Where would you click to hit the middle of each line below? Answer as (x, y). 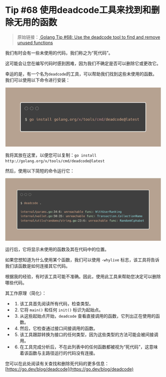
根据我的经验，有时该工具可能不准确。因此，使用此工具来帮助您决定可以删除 (83, 277)
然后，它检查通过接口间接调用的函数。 (59, 329)
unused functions (35, 42)
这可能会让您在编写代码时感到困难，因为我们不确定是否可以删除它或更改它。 (83, 63)
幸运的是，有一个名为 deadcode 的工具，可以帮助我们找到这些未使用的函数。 (81, 74)
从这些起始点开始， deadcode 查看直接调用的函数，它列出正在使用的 (87, 316)
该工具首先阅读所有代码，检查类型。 (57, 304)
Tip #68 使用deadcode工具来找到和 (78, 10)
